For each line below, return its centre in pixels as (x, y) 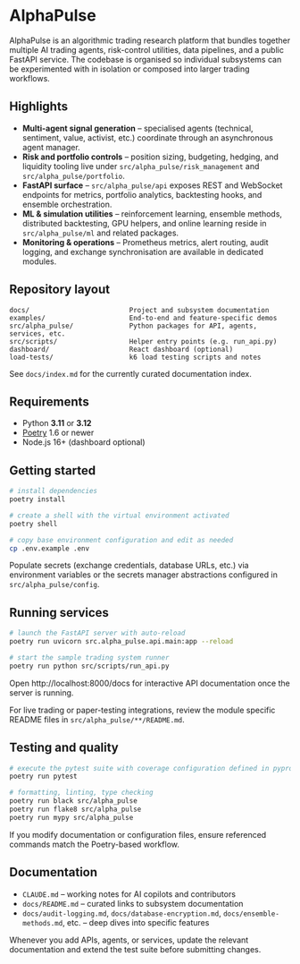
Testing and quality (64, 748)
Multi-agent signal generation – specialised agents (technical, (137, 128)
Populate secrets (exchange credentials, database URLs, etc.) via (129, 566)
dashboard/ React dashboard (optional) (121, 349)
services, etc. (37, 333)
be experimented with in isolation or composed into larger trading (129, 69)
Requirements (49, 401)
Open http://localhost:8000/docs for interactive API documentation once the (150, 683)
